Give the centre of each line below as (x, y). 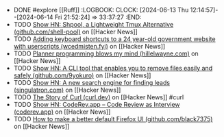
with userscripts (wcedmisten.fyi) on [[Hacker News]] (89, 46)
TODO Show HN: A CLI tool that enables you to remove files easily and (113, 68)
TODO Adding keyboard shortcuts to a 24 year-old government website (114, 39)
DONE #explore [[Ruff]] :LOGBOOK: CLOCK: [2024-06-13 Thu (101, 10)
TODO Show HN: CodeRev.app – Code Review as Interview (97, 104)
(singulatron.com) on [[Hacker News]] (67, 90)
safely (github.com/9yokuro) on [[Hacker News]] (82, 75)
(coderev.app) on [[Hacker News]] (62, 112)
